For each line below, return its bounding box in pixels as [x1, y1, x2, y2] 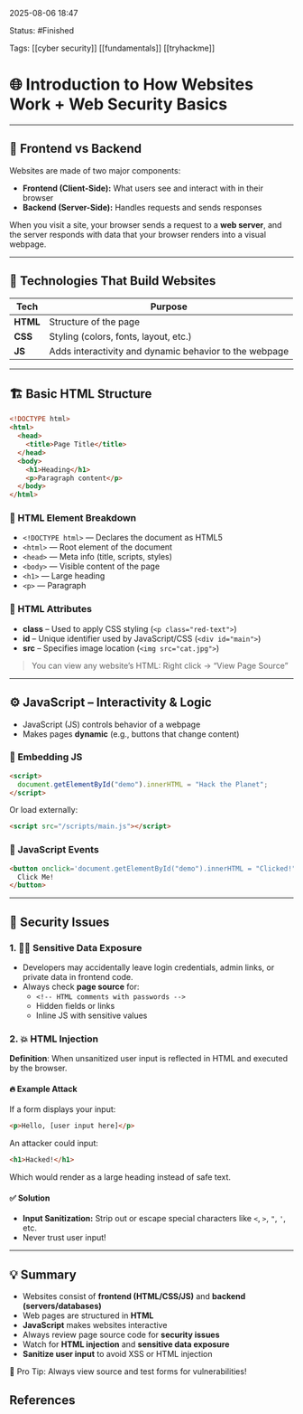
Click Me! [17, 872, 54, 881]
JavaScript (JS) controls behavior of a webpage [22, 719, 201, 730]
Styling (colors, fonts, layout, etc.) [49, 330, 192, 343]
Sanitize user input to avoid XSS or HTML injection [22, 1349, 213, 1360]
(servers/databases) [22, 1301, 102, 1312]
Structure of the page [49, 316, 141, 328]
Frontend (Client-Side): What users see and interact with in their [22, 183, 264, 193]
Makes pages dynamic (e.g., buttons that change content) [22, 728, 240, 740]
